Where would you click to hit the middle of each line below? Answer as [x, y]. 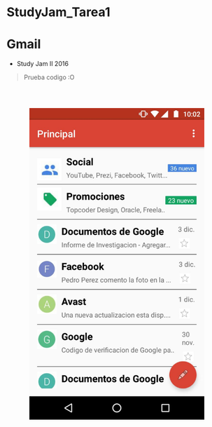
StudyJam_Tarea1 [58, 12]
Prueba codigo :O [49, 77]
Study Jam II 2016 [43, 64]
